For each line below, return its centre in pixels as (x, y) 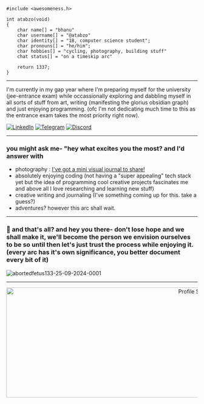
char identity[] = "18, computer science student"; (84, 41)
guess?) (25, 202)
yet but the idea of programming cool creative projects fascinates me (101, 182)
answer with (25, 156)
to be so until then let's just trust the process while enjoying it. (100, 245)
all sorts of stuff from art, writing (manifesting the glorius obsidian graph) (98, 102)
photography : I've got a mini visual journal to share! (80, 169)
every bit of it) (27, 260)
